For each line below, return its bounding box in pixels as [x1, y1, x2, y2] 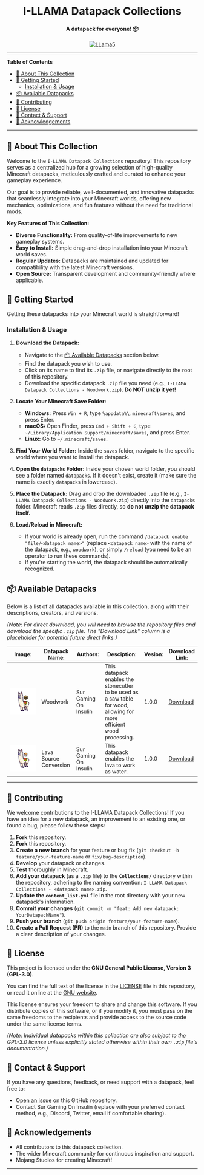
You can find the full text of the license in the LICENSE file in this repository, [7, 982, 196, 990]
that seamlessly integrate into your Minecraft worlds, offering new [7, 195, 171, 202]
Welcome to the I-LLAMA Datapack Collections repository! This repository [7, 157, 191, 165]
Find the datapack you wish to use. [24, 360, 113, 368]
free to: [7, 1085, 25, 1092]
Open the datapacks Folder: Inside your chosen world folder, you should [15, 465, 196, 473]
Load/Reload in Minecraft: [15, 521, 83, 529]
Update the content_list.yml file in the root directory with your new [15, 892, 186, 899]
